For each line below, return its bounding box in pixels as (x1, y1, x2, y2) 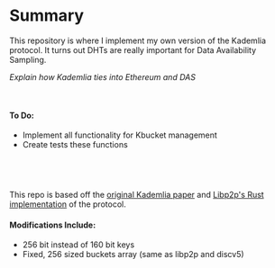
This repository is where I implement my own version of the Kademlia (9, 35, 267, 46)
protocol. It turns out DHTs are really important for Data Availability (9, 44, 257, 55)
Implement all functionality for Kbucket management (22, 130, 218, 140)
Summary (9, 5, 84, 26)
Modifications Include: (9, 219, 96, 230)
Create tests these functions (22, 139, 128, 150)
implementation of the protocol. (9, 199, 126, 210)
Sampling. (9, 54, 47, 65)
